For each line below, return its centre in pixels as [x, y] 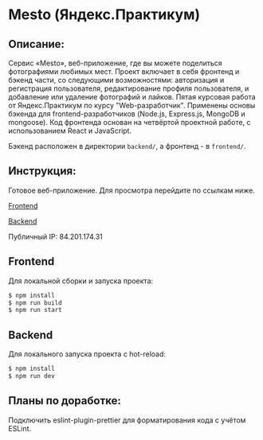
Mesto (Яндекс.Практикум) [104, 15]
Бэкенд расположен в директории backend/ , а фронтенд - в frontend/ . [127, 146]
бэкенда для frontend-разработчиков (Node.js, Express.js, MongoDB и [127, 114]
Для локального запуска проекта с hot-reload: [87, 354]
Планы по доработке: [65, 401]
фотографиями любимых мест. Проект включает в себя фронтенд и [124, 72]
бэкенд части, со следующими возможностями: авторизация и [116, 80]
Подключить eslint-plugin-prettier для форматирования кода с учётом [127, 420]
